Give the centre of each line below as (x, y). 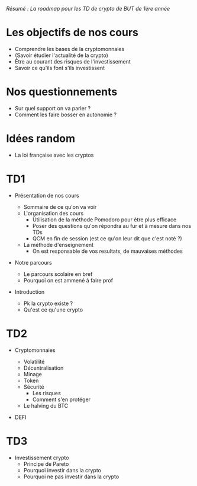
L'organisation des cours (54, 213)
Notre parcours (33, 262)
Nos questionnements (62, 92)
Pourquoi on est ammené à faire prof (68, 280)
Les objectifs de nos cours (72, 33)
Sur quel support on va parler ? (52, 108)
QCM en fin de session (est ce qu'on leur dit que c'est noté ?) (107, 238)
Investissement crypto (42, 458)
